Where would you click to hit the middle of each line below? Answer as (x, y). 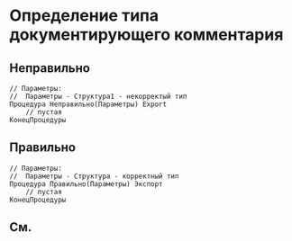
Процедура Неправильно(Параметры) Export (88, 104)
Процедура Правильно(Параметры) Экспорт (87, 184)
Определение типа (84, 16)
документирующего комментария (146, 35)
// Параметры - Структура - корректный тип (94, 176)
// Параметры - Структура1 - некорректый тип (98, 96)
